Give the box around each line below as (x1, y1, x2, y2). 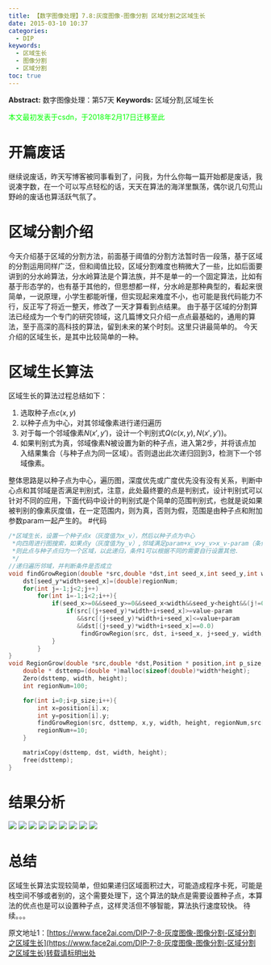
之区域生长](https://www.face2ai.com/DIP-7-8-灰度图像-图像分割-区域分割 (8, 938, 256, 947)
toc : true (8, 72, 42, 80)
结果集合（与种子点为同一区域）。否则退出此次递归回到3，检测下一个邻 (27, 448, 262, 458)
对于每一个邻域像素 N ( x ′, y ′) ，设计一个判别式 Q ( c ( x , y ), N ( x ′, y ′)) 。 (19, 428, 231, 438)
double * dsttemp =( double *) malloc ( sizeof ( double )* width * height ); (23, 667, 251, 676)
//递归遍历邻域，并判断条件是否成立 (8, 562, 112, 570)
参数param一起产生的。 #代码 (8, 516, 107, 526)
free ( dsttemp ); (23, 755, 74, 764)
